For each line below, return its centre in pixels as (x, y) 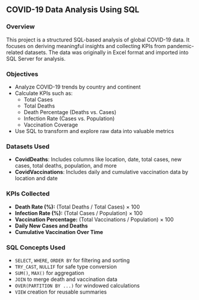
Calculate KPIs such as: (43, 93)
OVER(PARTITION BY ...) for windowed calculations (77, 285)
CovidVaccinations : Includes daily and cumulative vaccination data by (102, 172)
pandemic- (181, 46)
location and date (36, 178)
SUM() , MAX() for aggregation (49, 273)
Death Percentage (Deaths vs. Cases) (70, 112)
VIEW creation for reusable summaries (61, 292)
